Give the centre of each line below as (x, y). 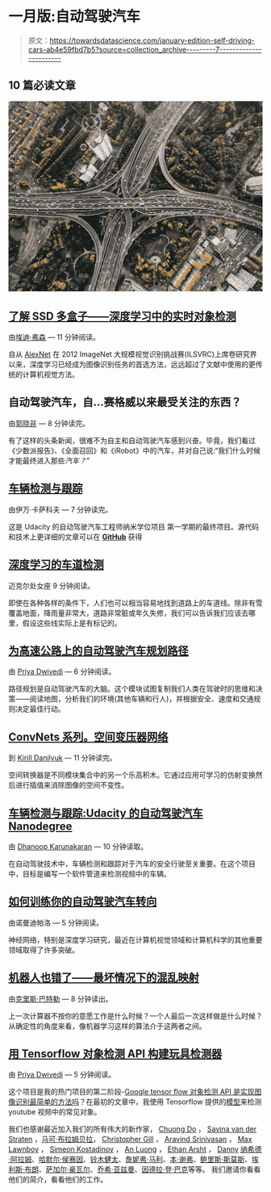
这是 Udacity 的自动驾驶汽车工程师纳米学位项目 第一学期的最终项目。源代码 (134, 526)
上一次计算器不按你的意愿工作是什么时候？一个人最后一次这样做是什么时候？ (135, 1016)
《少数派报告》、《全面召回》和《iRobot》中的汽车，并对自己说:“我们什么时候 (134, 450)
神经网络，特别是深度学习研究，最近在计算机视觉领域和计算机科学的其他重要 (135, 939)
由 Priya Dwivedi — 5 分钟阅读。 (62, 1075)
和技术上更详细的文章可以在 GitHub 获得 (75, 537)
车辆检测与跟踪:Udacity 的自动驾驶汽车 (106, 813)
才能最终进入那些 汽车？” (49, 460)
